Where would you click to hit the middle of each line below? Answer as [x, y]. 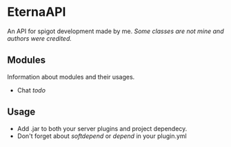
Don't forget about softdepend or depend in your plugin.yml [102, 136]
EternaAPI [37, 12]
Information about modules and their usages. [71, 77]
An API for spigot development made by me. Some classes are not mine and [115, 31]
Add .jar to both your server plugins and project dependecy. [102, 128]
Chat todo [31, 90]
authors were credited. [40, 38]
